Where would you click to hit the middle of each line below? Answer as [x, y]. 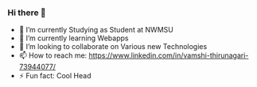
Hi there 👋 [27, 13]
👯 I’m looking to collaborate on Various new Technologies [113, 47]
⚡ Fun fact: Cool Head [55, 76]
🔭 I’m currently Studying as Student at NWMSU [96, 30]
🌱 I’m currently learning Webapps [74, 38]
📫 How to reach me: [53, 55]
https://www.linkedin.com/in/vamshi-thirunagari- [169, 55]
